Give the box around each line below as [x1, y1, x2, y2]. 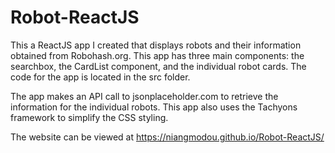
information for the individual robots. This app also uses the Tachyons [10, 101, 298, 113]
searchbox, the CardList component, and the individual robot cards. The [10, 60, 307, 72]
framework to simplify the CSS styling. [10, 111, 169, 123]
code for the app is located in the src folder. [10, 71, 191, 83]
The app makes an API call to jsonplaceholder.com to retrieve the [10, 90, 279, 102]
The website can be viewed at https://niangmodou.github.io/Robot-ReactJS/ [10, 131, 325, 143]
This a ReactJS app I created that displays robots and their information [10, 39, 302, 51]
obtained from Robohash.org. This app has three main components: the [10, 49, 305, 61]
